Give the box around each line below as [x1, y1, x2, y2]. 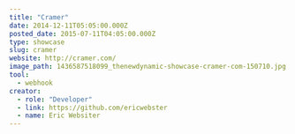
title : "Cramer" [9, 12, 69, 22]
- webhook [17, 78, 53, 87]
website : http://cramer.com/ [9, 54, 117, 63]
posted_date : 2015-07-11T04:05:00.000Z [9, 29, 156, 38]
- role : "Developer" [17, 94, 93, 104]
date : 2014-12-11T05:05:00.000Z [9, 21, 128, 30]
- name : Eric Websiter [17, 111, 101, 120]
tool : [9, 71, 29, 79]
